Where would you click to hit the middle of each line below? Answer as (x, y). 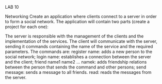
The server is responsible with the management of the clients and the (74, 36)
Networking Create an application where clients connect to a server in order (81, 16)
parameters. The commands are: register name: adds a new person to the (79, 51)
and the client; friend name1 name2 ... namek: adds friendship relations (76, 62)
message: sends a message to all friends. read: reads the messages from (78, 72)
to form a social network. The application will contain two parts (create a (77, 22)
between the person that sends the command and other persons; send (76, 67)
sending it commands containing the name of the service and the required (79, 46)
